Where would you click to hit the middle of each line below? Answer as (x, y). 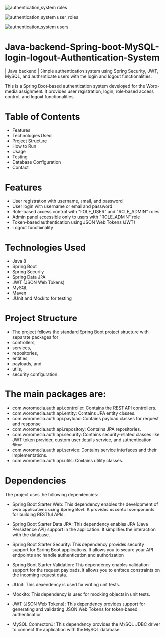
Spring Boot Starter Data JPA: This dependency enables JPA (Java (80, 524)
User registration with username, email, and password (67, 201)
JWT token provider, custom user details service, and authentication (82, 440)
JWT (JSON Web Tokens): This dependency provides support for (79, 604)
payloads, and (27, 363)
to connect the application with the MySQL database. (66, 629)
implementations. (30, 455)
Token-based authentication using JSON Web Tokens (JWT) (74, 222)
